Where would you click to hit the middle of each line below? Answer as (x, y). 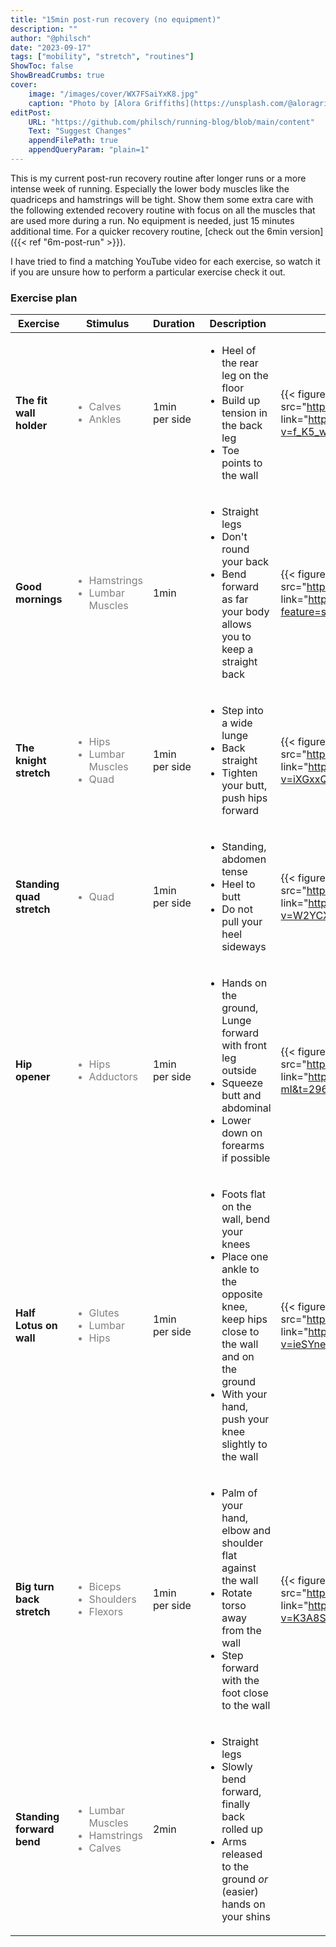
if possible (246, 1158)
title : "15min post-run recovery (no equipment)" (116, 19)
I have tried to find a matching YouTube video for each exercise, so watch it (165, 261)
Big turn (35, 1587)
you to (236, 637)
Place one (245, 1257)
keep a (237, 649)
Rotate (237, 1593)
